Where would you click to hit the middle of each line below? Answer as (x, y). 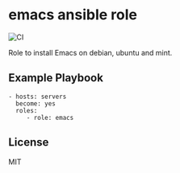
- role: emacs (50, 117)
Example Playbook (56, 78)
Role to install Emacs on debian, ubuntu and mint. (90, 52)
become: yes (36, 103)
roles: (27, 110)
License (29, 142)
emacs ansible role (73, 15)
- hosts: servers (38, 97)
